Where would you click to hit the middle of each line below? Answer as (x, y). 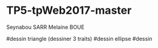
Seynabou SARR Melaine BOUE (46, 27)
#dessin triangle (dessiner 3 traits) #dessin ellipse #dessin (80, 38)
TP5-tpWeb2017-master (69, 10)
